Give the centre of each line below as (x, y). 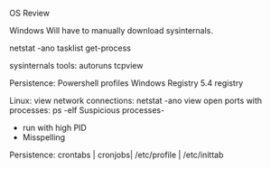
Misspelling (44, 137)
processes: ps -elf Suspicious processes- (87, 110)
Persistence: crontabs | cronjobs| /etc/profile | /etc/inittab (117, 155)
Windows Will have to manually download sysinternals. (112, 30)
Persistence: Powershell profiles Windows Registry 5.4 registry (126, 83)
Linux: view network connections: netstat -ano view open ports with (136, 100)
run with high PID (55, 127)
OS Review (29, 13)
